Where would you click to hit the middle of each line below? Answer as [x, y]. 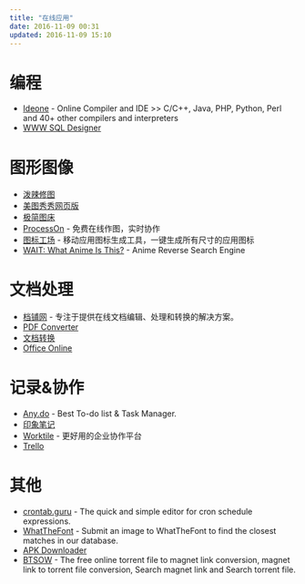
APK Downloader [55, 550]
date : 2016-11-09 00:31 [55, 26]
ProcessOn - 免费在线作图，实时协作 [91, 229]
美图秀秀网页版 [51, 206]
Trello [33, 446]
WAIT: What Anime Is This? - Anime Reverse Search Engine [134, 251]
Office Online [47, 348]
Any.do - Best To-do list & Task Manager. [100, 414]
